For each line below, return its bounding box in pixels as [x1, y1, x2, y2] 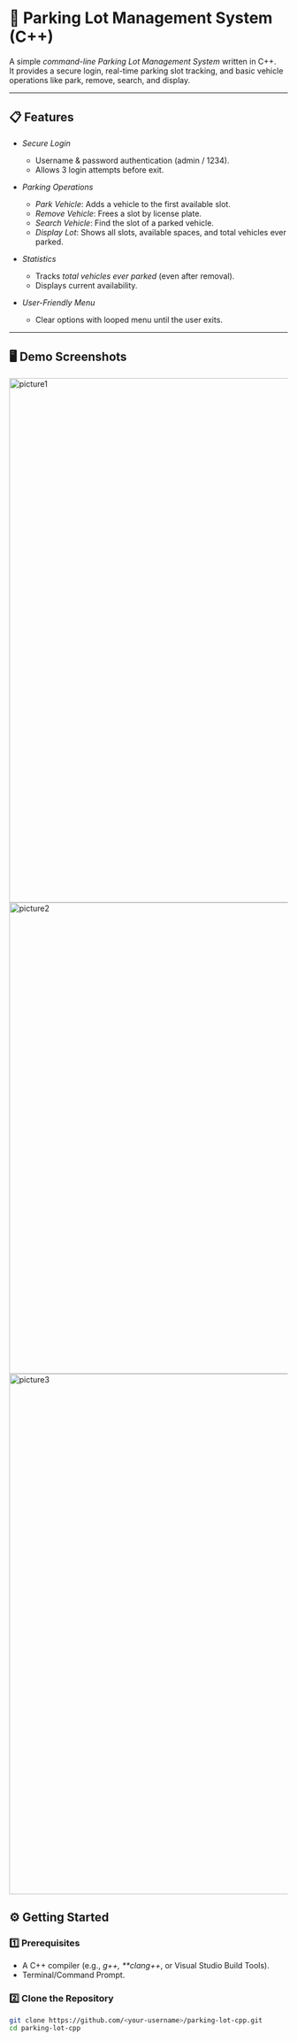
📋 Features [9, 110, 74, 125]
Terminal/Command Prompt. [21, 1969, 126, 1981]
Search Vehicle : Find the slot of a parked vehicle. [34, 217, 215, 228]
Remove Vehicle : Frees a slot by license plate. [34, 208, 202, 219]
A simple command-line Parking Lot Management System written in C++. [9, 56, 277, 66]
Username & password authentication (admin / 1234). [34, 155, 230, 166]
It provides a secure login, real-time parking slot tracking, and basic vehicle [9, 65, 284, 76]
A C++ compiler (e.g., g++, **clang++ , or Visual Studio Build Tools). [21, 1960, 270, 1971]
